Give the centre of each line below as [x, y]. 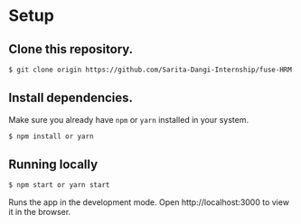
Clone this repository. [71, 49]
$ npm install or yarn [51, 136]
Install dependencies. [71, 98]
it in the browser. [40, 212]
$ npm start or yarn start [59, 185]
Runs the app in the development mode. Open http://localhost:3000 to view [149, 202]
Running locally [53, 164]
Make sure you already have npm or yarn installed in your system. [129, 119]
